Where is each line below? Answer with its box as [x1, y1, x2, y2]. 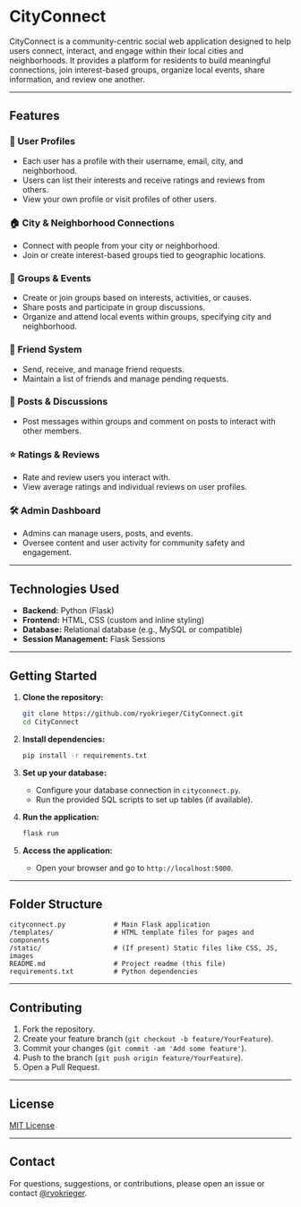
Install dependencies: [21, 733, 106, 744]
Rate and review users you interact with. [21, 472, 171, 483]
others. [21, 184, 49, 194]
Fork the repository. [21, 1023, 96, 1035]
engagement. [21, 547, 72, 558]
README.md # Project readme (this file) [9, 960, 227, 969]
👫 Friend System [9, 343, 82, 355]
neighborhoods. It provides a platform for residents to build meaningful [9, 55, 271, 65]
